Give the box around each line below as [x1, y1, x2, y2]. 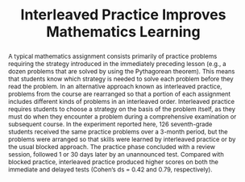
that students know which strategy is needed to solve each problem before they [7, 74, 234, 83]
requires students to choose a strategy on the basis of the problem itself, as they [7, 105, 236, 114]
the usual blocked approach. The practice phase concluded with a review [7, 143, 216, 151]
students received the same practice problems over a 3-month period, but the [7, 127, 228, 136]
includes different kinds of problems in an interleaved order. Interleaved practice [7, 97, 235, 105]
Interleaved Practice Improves [20, 6, 226, 24]
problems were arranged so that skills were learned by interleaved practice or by [7, 134, 236, 143]
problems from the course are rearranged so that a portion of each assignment [7, 89, 231, 98]
